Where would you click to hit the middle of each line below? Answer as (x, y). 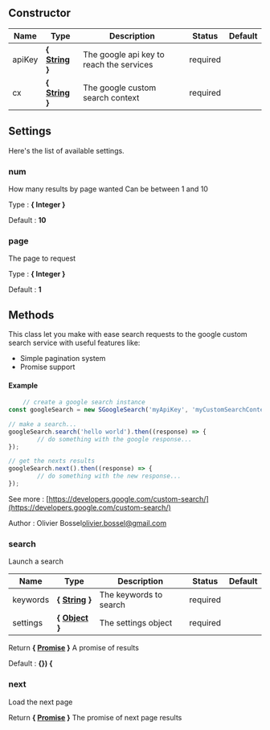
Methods (31, 315)
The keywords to (131, 595)
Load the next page (41, 702)
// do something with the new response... (109, 476)
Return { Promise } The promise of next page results (95, 717)
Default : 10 (27, 219)
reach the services (118, 64)
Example (23, 385)
